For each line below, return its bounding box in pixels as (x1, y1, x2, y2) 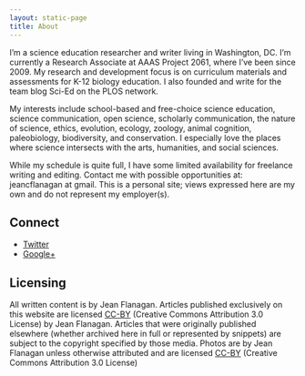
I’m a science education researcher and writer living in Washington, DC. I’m (9, 46, 291, 57)
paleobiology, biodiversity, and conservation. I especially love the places (9, 132, 281, 143)
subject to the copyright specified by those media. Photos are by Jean (9, 338, 273, 349)
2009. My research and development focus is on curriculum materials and (9, 66, 288, 77)
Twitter (22, 239, 50, 250)
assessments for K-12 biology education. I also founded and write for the (9, 76, 282, 86)
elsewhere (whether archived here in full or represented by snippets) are (9, 329, 282, 340)
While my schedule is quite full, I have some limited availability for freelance (9, 159, 293, 170)
